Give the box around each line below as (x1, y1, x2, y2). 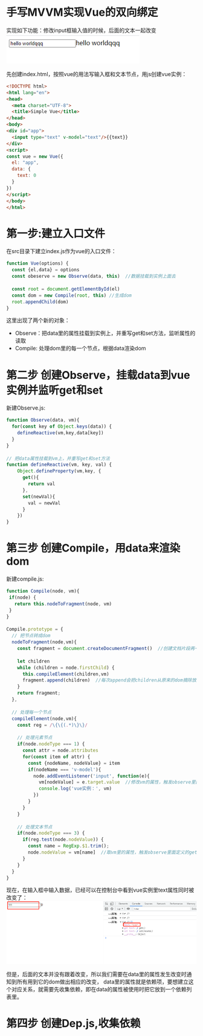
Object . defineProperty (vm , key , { (17, 468, 101, 474)
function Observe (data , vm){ (6, 417, 80, 423)
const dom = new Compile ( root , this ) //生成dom (11, 292, 132, 298)
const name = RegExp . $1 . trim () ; (28, 843, 110, 849)
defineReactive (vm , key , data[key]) (17, 430, 104, 436)
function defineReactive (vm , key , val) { (6, 462, 112, 468)
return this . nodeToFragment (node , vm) (14, 600, 112, 607)
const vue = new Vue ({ (6, 153, 63, 159)
